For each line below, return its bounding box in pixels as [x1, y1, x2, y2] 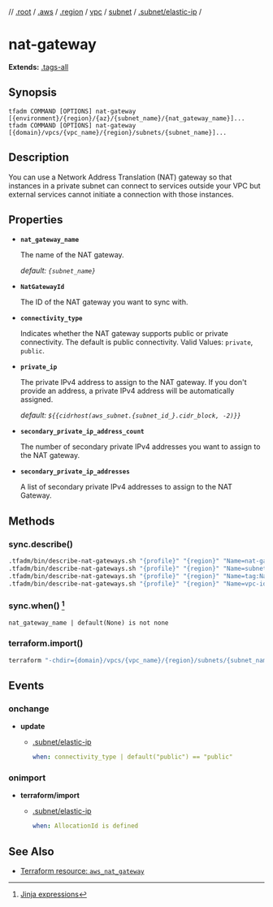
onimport [8, 771, 46, 783]
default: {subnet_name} [19, 266, 96, 275]
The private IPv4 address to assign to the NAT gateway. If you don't [19, 378, 247, 387]
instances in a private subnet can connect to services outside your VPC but [8, 180, 262, 190]
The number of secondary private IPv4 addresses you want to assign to [19, 442, 261, 451]
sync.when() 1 [8, 598, 65, 611]
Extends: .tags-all [8, 62, 69, 71]
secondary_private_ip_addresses [19, 468, 130, 476]
